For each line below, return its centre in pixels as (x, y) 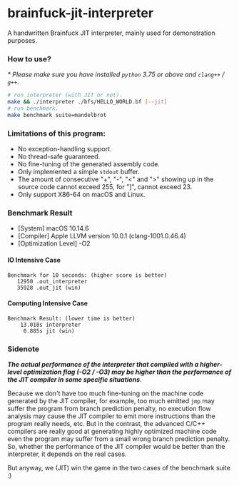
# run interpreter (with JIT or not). (65, 95)
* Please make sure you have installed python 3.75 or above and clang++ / (116, 75)
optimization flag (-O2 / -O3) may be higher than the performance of (127, 372)
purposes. (22, 40)
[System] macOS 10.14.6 (53, 228)
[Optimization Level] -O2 (54, 243)
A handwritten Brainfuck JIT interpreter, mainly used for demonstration (111, 33)
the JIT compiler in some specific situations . (75, 380)
